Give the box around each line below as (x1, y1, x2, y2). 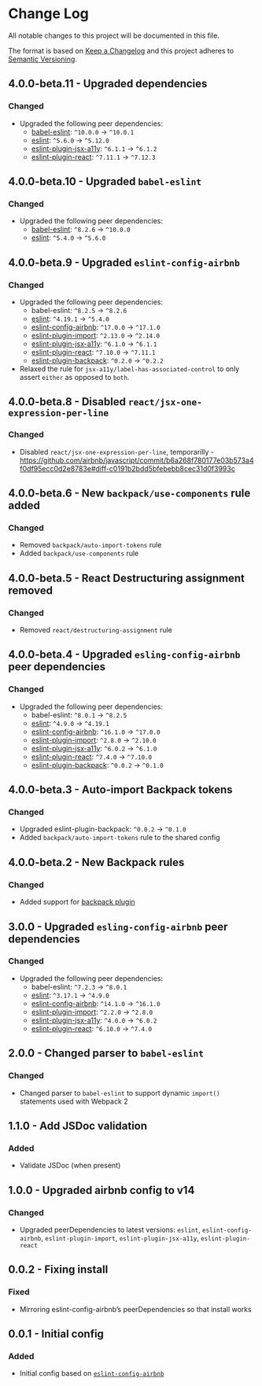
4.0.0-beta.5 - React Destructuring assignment (8, 571, 245, 584)
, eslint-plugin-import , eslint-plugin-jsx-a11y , (40, 1233, 199, 1243)
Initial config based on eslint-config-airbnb (19, 1369, 164, 1378)
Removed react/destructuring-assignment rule (19, 625, 173, 635)
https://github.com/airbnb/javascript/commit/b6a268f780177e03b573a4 (19, 455, 254, 465)
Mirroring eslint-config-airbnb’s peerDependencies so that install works (19, 1304, 252, 1314)
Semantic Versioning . (8, 54, 77, 64)
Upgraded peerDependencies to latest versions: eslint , (19, 1225, 201, 1234)
